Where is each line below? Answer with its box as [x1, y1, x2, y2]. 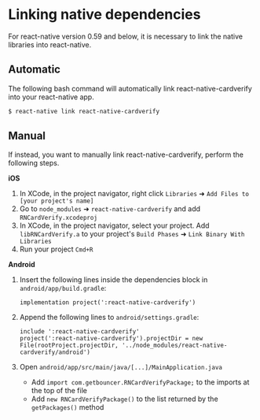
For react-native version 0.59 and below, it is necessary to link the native [8, 32, 244, 41]
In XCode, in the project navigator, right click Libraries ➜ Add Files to [19, 189, 250, 199]
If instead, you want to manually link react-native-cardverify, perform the [8, 150, 244, 159]
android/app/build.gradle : [19, 284, 107, 293]
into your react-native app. [8, 92, 94, 102]
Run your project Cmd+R [19, 244, 93, 254]
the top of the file [31, 386, 88, 396]
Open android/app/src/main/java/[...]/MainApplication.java [19, 362, 222, 372]
